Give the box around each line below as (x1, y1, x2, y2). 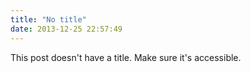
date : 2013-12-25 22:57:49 (10, 24, 123, 34)
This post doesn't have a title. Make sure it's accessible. (10, 51, 242, 63)
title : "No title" (10, 14, 87, 25)
